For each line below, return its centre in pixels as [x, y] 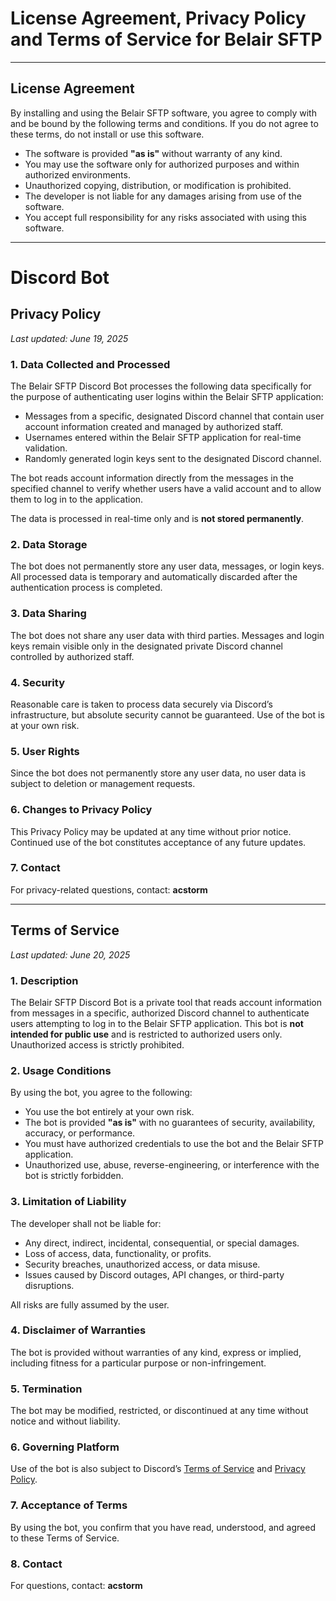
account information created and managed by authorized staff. [154, 427]
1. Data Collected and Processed [90, 364]
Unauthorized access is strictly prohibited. [97, 1044]
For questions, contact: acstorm [76, 1586]
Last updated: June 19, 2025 [69, 338]
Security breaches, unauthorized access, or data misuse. [142, 1264]
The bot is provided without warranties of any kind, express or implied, [156, 1352]
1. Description [44, 980]
